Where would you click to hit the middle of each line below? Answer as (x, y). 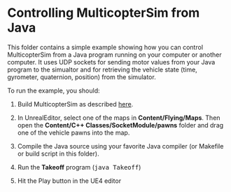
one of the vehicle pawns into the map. (73, 132)
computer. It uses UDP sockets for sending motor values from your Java (111, 62)
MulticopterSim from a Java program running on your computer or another (114, 55)
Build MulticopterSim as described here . (75, 104)
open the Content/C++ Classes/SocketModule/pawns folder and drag (120, 125)
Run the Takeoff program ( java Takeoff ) (79, 167)
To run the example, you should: (54, 90)
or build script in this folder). (58, 153)
